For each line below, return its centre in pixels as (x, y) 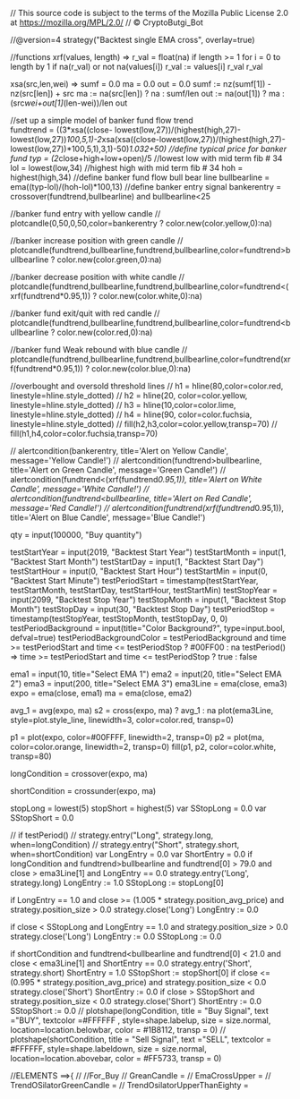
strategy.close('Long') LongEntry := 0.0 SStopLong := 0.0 (116, 936)
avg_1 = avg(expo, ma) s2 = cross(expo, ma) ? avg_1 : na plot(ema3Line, (142, 710)
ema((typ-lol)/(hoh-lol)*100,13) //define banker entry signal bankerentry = (146, 187)
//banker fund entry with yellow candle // (86, 213)
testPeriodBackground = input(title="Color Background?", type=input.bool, (148, 628)
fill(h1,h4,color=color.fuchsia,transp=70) (84, 434)
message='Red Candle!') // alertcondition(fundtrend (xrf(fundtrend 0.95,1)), (147, 508)
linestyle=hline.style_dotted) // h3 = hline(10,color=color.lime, (123, 405)
